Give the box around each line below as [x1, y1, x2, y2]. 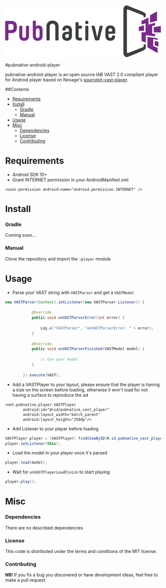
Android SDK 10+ [12, 171, 47, 177]
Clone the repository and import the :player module [5, 255, 111, 262]
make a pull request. [5, 577, 47, 583]
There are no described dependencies [5, 525, 83, 531]
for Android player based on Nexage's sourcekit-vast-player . [5, 77, 128, 83]
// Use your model [40, 357, 79, 362]
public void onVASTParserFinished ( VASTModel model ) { [31, 346, 145, 351]
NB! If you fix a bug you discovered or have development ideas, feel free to [5, 572, 158, 578]
